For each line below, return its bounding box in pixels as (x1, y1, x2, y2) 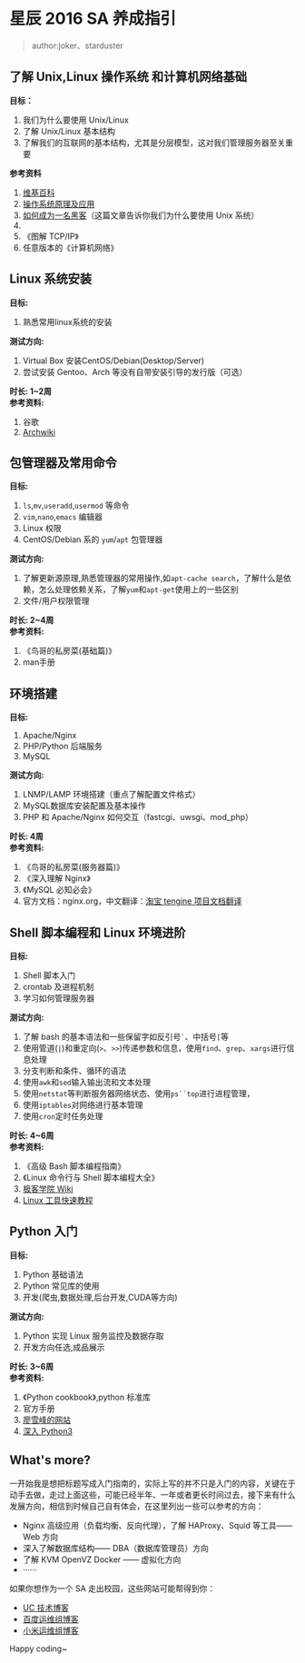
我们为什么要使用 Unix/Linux (22, 114, 130, 125)
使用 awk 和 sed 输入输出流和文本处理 (22, 1077, 152, 1087)
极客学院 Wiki (22, 1183, 74, 1194)
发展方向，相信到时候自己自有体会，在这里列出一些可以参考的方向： (9, 1500, 264, 1511)
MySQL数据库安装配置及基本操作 (22, 800, 146, 811)
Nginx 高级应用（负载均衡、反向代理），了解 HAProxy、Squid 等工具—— (22, 1519, 293, 1530)
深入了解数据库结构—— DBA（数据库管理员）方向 (22, 1542, 209, 1553)
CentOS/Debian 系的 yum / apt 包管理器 (22, 534, 163, 545)
